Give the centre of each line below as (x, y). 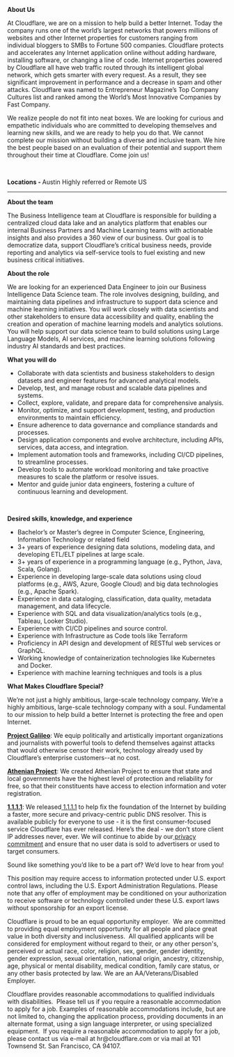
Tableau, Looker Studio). (53, 621)
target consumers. (34, 851)
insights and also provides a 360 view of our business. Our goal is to (106, 238)
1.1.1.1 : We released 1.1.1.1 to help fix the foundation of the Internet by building (117, 807)
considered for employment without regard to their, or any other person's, (113, 943)
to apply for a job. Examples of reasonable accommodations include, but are (117, 1009)
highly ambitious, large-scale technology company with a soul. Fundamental (117, 707)
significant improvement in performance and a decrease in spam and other (115, 82)
